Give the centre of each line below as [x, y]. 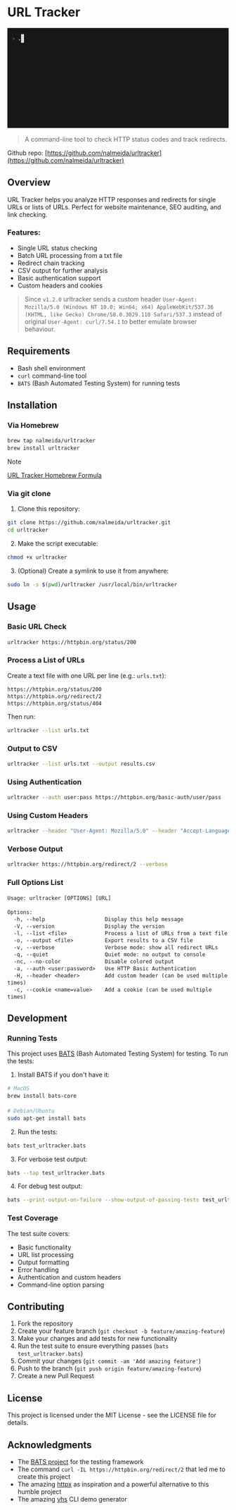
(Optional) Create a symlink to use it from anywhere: [93, 571]
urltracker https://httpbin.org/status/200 [72, 642]
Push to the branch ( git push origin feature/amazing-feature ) [109, 1368]
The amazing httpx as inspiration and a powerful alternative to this [113, 1485]
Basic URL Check [37, 626]
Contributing [36, 1307]
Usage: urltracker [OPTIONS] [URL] [59, 898]
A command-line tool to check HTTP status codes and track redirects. [126, 139]
